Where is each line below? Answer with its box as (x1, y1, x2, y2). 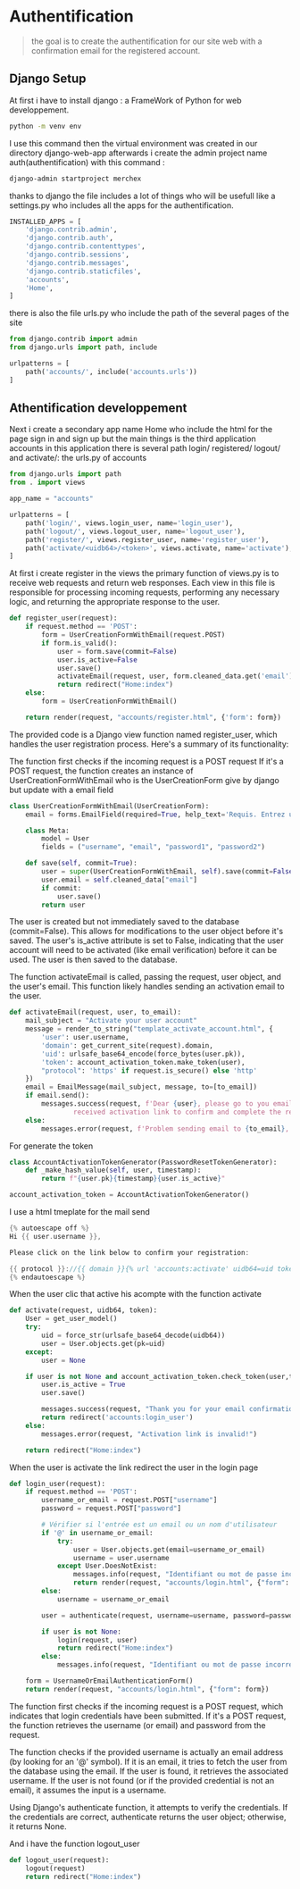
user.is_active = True (41, 1380, 126, 1390)
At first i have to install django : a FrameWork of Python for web (9, 95, 243, 105)
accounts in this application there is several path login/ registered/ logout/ (9, 443, 281, 454)
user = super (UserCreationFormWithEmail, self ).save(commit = (41, 867, 274, 876)
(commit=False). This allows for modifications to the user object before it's (9, 926, 284, 937)
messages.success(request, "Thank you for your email (41, 1405, 246, 1414)
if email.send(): (25, 1091, 90, 1100)
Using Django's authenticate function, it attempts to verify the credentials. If (9, 1801, 288, 1812)
